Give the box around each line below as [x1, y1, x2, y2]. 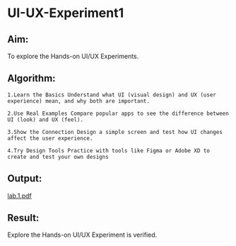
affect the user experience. [7, 135, 93, 142]
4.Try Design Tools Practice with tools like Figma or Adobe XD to [7, 147, 211, 154]
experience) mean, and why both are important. [7, 97, 151, 104]
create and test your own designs [7, 153, 110, 160]
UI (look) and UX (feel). [7, 116, 83, 123]
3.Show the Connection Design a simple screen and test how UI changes [7, 128, 223, 135]
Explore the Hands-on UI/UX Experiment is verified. [7, 230, 158, 239]
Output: [7, 172, 42, 185]
